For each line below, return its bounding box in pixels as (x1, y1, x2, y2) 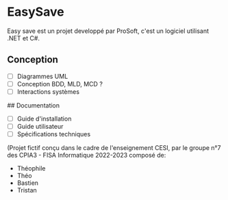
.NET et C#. (7, 34, 40, 42)
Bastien (16, 179, 39, 187)
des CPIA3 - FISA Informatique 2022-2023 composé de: (7, 151, 166, 160)
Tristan (16, 186, 38, 195)
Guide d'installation (16, 114, 72, 123)
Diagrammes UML (16, 72, 68, 80)
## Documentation (7, 101, 60, 110)
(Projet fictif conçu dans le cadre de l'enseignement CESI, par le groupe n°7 (7, 144, 221, 152)
